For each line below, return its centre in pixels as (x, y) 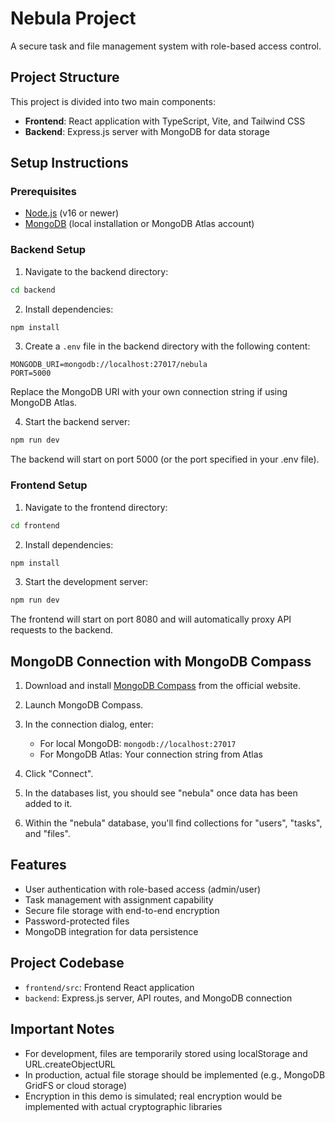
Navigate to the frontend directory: (96, 507)
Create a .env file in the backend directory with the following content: (167, 346)
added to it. (48, 804)
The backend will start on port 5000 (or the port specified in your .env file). (165, 459)
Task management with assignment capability (119, 899)
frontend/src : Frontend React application (109, 987)
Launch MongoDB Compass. (84, 705)
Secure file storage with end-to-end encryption (122, 910)
